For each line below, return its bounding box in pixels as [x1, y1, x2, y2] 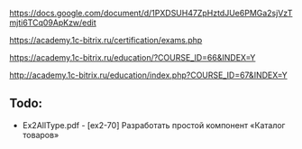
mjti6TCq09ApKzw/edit [9, 17, 96, 28]
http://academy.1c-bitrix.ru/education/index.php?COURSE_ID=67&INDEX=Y [9, 70, 288, 80]
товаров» [22, 129, 59, 140]
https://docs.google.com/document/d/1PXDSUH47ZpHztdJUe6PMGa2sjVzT [9, 8, 293, 18]
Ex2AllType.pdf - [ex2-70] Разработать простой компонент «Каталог [22, 119, 286, 130]
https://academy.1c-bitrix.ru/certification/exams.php [9, 35, 203, 45]
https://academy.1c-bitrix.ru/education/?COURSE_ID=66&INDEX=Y [9, 52, 256, 62]
